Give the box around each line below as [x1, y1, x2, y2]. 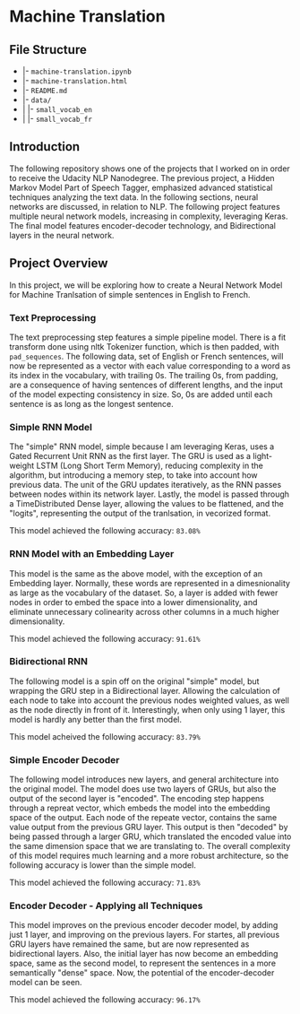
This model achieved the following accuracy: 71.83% [9, 877, 201, 888]
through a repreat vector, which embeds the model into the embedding [9, 802, 270, 813]
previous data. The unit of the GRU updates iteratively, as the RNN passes [9, 480, 282, 490]
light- [253, 451, 273, 462]
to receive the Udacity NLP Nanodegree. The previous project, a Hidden [9, 172, 275, 183]
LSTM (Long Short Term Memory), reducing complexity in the [36, 460, 264, 472]
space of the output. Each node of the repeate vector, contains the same [9, 812, 278, 823]
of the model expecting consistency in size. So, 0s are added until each [9, 388, 273, 400]
